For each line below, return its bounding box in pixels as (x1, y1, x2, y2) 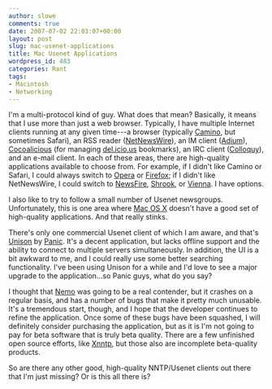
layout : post (8, 34, 53, 43)
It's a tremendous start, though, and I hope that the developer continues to (8, 304, 258, 314)
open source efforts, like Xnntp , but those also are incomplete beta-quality (8, 339, 258, 348)
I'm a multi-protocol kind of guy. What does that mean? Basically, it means (8, 110, 257, 120)
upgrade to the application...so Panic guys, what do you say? (8, 271, 213, 281)
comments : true (8, 20, 60, 28)
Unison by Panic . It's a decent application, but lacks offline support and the (8, 237, 260, 247)
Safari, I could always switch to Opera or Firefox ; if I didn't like (8, 170, 216, 180)
